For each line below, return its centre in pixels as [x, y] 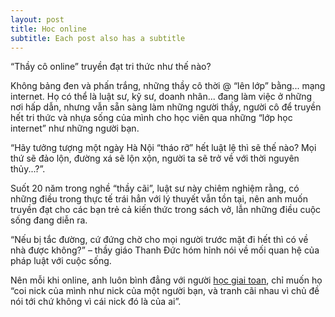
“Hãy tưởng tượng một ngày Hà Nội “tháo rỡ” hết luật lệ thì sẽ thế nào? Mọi [163, 148]
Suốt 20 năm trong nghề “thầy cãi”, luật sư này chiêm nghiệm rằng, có [155, 188]
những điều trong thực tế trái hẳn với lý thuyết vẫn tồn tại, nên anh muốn [159, 199]
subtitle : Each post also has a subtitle [98, 38]
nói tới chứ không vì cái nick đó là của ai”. [96, 302]
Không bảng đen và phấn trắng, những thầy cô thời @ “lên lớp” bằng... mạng [168, 86]
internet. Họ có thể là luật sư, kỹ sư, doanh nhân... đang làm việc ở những [161, 97]
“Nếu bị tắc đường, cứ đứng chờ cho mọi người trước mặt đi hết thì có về [159, 240]
